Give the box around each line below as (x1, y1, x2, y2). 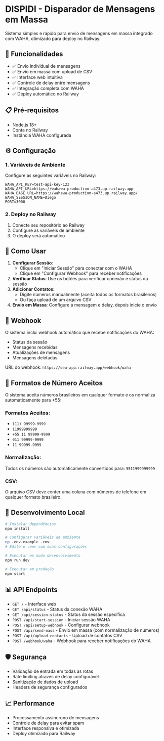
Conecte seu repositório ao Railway (12, 222, 85, 228)
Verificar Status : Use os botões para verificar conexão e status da (12, 276, 148, 282)
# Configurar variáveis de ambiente (5, 535, 81, 540)
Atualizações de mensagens (12, 349, 70, 355)
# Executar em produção (5, 567, 54, 571)
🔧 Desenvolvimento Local (5, 508, 85, 517)
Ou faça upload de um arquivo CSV (19, 297, 92, 303)
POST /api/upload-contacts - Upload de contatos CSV (12, 633, 123, 639)
